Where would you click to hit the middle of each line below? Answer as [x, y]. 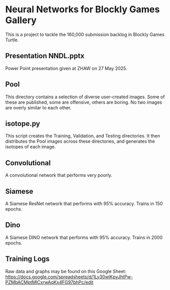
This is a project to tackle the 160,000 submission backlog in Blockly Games [85, 34]
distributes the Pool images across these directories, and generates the [80, 141]
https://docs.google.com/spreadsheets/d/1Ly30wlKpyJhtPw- [69, 277]
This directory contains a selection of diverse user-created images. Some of [85, 97]
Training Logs [27, 259]
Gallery [21, 20]
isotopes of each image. [31, 147]
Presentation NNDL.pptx [45, 56]
